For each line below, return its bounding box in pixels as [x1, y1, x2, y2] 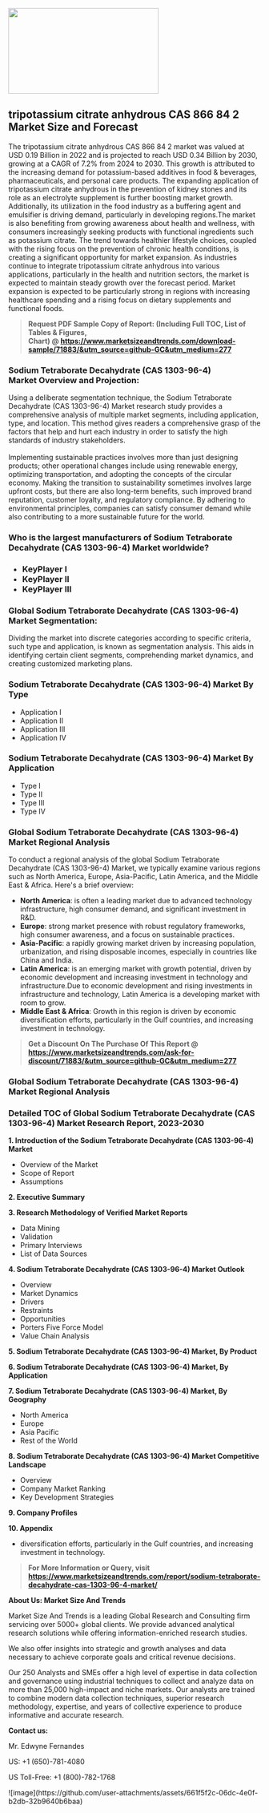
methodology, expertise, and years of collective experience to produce [8, 1702, 243, 1711]
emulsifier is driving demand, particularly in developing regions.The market [8, 209, 256, 220]
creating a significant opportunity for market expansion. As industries [8, 252, 238, 262]
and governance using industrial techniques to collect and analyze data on [8, 1676, 255, 1686]
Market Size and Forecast [8, 120, 139, 134]
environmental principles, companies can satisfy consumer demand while [8, 503, 251, 513]
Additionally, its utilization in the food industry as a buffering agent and [8, 201, 242, 211]
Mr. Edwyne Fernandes [8, 1742, 85, 1751]
